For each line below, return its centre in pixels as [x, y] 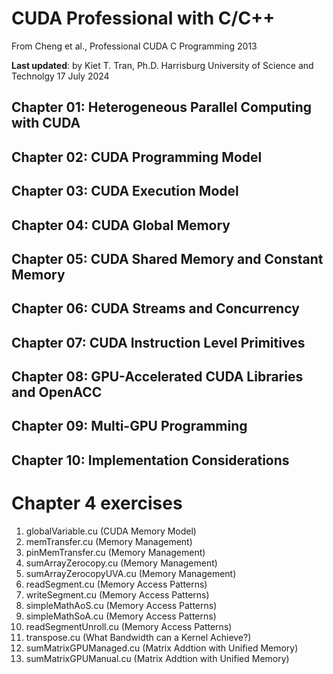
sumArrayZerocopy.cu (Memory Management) [121, 563]
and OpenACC [57, 392]
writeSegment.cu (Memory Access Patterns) [117, 594]
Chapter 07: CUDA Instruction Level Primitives [158, 342]
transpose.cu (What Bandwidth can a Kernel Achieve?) [138, 637]
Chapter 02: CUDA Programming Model [137, 157]
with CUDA [46, 123]
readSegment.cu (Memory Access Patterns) [116, 584]
